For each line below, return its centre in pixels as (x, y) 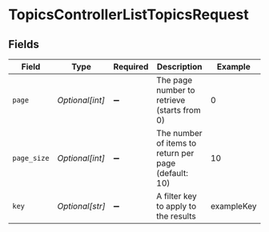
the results (176, 216)
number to (175, 90)
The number (179, 133)
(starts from (179, 110)
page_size (31, 158)
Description (179, 67)
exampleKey (234, 206)
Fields (24, 44)
